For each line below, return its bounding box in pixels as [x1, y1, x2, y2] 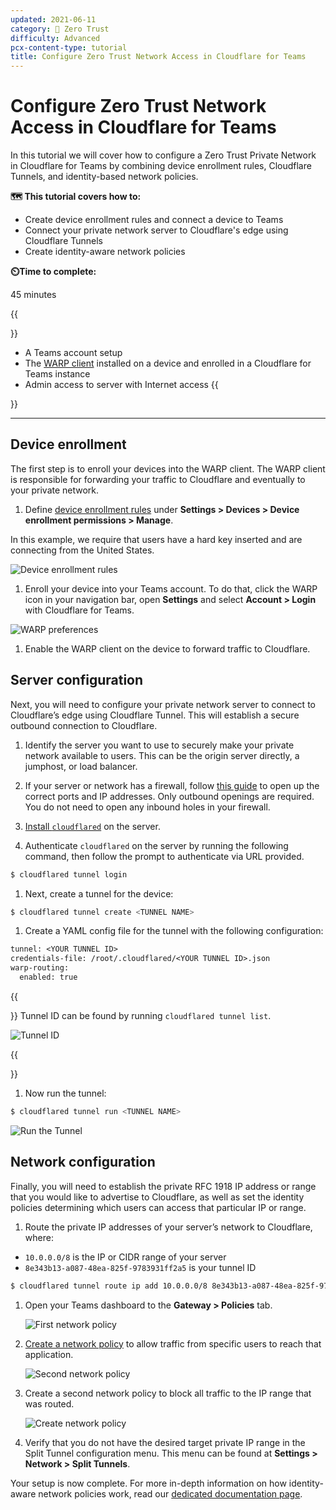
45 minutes [10, 289, 57, 301]
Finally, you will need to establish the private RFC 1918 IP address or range [10, 1180, 317, 1192]
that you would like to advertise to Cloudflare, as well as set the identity [10, 1191, 305, 1203]
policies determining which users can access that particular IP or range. [10, 1201, 307, 1213]
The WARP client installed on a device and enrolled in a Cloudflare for [24, 357, 312, 370]
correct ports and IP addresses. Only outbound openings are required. [24, 790, 315, 802]
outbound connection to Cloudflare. [10, 719, 158, 731]
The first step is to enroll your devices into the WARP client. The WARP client [10, 462, 326, 475]
